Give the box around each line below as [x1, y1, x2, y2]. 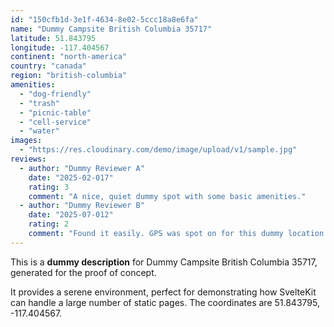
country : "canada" [10, 61, 87, 71]
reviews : [10, 154, 47, 164]
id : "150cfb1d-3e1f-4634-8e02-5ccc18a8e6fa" [10, 14, 199, 25]
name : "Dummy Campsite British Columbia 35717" [10, 24, 213, 34]
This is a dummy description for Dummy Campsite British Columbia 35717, [10, 256, 318, 268]
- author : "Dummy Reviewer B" [19, 201, 145, 211]
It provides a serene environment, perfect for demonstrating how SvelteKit [10, 286, 317, 298]
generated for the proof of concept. [10, 266, 157, 278]
